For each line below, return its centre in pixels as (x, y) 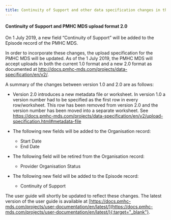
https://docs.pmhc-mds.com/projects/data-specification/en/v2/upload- (88, 116)
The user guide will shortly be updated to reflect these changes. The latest (83, 196)
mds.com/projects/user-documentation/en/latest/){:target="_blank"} (77, 212)
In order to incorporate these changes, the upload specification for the (79, 53)
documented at (21, 69)
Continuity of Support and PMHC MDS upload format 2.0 (66, 26)
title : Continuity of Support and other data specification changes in (83, 10)
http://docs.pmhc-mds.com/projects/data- (83, 69)
